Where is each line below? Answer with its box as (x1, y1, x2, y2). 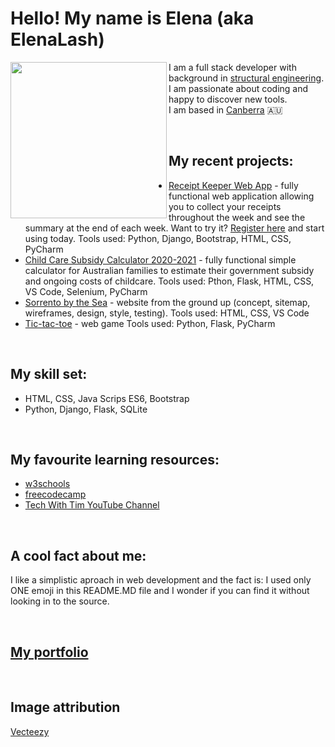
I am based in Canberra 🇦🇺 (168, 103, 283, 116)
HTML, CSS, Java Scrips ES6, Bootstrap (24, 392, 190, 404)
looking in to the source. (10, 595, 110, 607)
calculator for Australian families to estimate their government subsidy (24, 264, 315, 276)
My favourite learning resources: (10, 451, 220, 468)
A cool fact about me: (10, 547, 147, 564)
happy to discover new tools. (168, 93, 288, 105)
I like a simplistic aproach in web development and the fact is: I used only (10, 574, 312, 586)
